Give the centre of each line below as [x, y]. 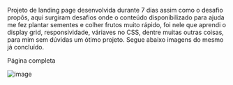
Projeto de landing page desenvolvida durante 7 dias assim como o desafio [115, 10]
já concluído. [25, 47]
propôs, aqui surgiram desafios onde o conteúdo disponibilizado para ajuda [116, 17]
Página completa [31, 61]
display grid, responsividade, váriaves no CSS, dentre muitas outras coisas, [116, 32]
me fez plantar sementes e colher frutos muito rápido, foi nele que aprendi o [117, 25]
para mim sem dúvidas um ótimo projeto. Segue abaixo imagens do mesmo [115, 40]
